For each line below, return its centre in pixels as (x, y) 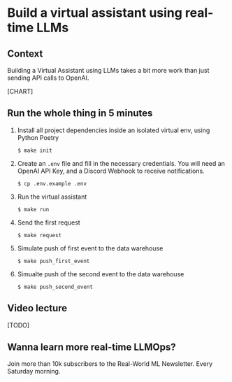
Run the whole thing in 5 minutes (80, 113)
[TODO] (19, 325)
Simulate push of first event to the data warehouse (90, 248)
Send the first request (49, 222)
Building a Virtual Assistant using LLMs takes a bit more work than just (108, 70)
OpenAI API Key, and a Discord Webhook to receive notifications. (111, 171)
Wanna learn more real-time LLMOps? (92, 347)
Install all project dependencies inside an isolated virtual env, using (114, 130)
